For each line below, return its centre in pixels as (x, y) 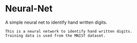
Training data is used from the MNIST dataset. (56, 36)
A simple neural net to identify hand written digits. (56, 22)
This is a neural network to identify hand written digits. (69, 31)
